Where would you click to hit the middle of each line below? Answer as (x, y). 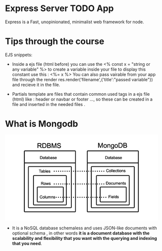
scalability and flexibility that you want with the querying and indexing (84, 238)
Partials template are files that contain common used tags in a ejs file (81, 94)
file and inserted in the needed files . (49, 104)
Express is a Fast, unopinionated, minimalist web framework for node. (75, 22)
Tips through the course (55, 41)
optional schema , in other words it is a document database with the (81, 233)
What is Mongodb (42, 124)
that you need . (27, 243)
